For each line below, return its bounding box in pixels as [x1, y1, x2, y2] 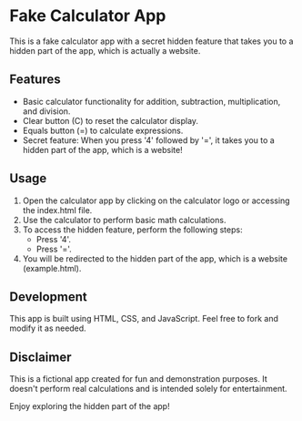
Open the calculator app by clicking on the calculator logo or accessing [22, 195, 290, 206]
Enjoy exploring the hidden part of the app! [9, 401, 170, 412]
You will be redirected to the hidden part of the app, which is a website [22, 252, 288, 264]
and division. [22, 106, 71, 117]
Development [9, 289, 88, 304]
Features [9, 72, 61, 87]
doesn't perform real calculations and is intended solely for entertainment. [9, 384, 288, 395]
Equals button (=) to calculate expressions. [22, 125, 184, 136]
